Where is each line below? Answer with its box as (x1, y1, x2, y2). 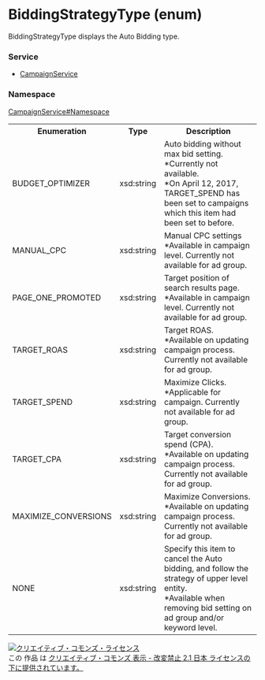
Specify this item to (164, 543, 236, 554)
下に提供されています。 (8, 663, 84, 672)
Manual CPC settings (164, 230, 242, 241)
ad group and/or (164, 612, 225, 623)
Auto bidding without (164, 138, 242, 149)
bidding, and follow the (164, 563, 249, 574)
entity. (164, 582, 188, 593)
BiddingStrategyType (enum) (8, 6, 203, 24)
